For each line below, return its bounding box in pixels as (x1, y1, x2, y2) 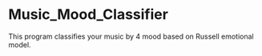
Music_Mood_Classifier (8, 6, 168, 24)
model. (8, 39, 31, 49)
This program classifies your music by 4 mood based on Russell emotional (8, 32, 254, 41)
